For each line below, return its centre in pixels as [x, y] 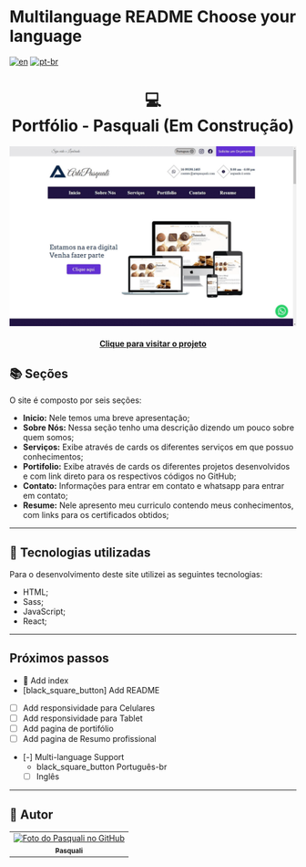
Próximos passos [59, 658]
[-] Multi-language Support [73, 757]
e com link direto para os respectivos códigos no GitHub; [129, 476]
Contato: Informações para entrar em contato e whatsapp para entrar [153, 486]
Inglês [48, 777]
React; [35, 621]
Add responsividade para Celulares [89, 708]
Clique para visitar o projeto [153, 344]
